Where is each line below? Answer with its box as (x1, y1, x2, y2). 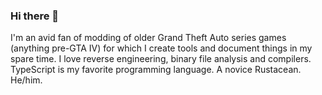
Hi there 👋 (10, 9, 60, 23)
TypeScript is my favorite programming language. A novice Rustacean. (10, 64, 302, 76)
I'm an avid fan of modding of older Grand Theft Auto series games (10, 32, 287, 44)
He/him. (10, 74, 43, 86)
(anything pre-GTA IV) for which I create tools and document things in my (10, 42, 313, 54)
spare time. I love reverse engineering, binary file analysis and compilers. (10, 53, 312, 65)
